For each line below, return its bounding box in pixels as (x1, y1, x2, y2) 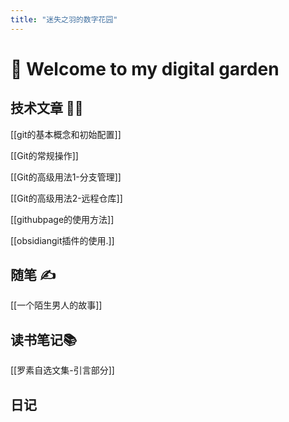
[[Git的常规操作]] (10, 149, 79, 161)
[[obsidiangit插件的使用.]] (10, 234, 115, 246)
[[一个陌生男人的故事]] (10, 299, 103, 311)
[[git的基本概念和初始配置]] (10, 128, 122, 140)
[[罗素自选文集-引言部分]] (10, 364, 115, 376)
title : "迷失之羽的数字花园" (10, 14, 118, 25)
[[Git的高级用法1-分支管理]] (10, 171, 122, 183)
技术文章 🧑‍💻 (10, 100, 84, 117)
